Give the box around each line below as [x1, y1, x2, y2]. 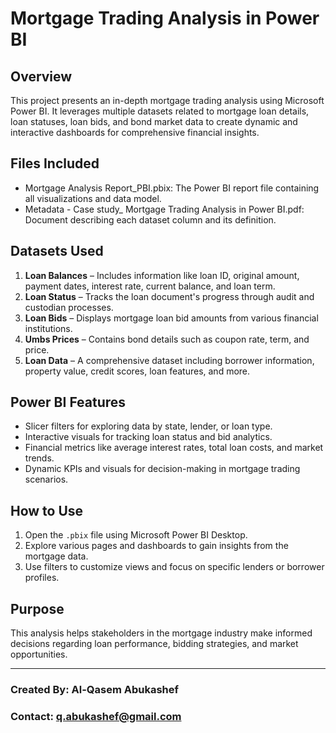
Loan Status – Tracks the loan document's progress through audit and [24, 290, 315, 302]
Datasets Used [10, 243, 104, 260]
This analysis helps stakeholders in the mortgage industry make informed [10, 627, 313, 639]
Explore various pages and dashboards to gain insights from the [24, 540, 289, 552]
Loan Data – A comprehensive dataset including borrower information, [24, 354, 315, 366]
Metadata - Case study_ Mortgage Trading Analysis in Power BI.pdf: [24, 203, 305, 215]
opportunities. [10, 648, 68, 661]
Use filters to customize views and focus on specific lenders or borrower [24, 561, 325, 573]
